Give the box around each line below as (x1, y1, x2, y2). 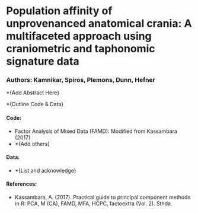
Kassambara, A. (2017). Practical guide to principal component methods (14, 194, 191, 201)
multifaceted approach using (6, 30, 152, 43)
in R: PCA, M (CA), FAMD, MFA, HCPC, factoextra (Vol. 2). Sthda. (14, 200, 173, 207)
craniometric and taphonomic (6, 42, 155, 56)
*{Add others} (14, 140, 50, 147)
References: (6, 180, 37, 187)
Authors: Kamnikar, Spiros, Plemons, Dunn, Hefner (6, 76, 156, 84)
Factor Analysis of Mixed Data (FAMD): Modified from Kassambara (14, 128, 178, 135)
